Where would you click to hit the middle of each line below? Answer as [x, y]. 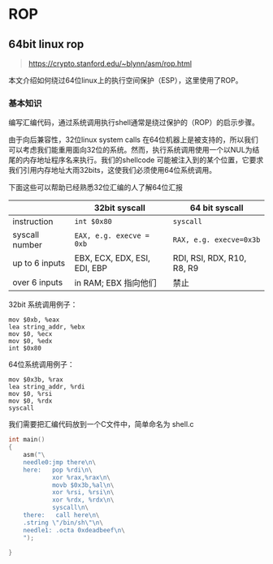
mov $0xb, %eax [34, 320]
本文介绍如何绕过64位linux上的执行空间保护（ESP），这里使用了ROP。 [126, 80]
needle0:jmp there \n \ [59, 462]
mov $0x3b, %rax [36, 380]
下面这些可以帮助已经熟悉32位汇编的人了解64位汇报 [95, 187]
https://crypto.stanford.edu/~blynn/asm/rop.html [110, 63]
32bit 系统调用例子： [43, 304]
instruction [33, 222]
